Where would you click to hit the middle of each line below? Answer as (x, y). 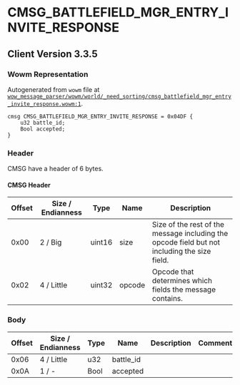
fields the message (184, 289)
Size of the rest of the (189, 225)
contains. (168, 299)
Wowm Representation (48, 74)
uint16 (101, 242)
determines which (182, 281)
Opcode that (173, 272)
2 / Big (51, 242)
